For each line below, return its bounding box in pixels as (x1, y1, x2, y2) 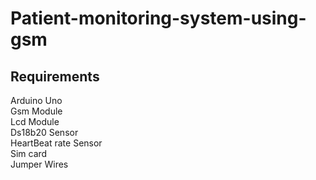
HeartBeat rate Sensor (10, 137, 103, 149)
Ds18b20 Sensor (10, 127, 79, 138)
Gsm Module (10, 105, 63, 117)
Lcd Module (10, 116, 60, 127)
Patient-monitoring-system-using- (10, 7, 307, 30)
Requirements (10, 68, 100, 85)
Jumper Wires (10, 158, 69, 170)
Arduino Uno (10, 95, 63, 106)
